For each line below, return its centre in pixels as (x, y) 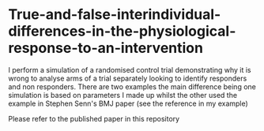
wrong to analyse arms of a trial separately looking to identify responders (128, 78)
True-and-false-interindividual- (115, 15)
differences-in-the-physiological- (122, 31)
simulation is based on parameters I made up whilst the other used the (123, 95)
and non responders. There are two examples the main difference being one (132, 86)
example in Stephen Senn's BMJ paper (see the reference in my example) (128, 103)
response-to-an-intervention (106, 48)
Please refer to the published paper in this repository (94, 118)
